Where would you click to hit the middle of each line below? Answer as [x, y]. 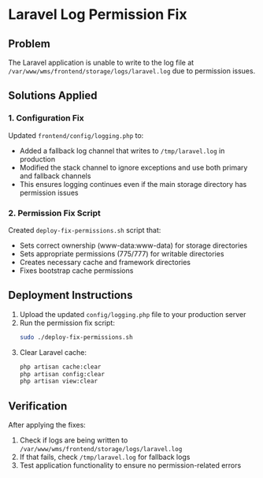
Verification [38, 406]
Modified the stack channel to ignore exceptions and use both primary [133, 167]
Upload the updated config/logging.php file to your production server [133, 314]
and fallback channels [55, 176]
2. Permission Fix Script [54, 213]
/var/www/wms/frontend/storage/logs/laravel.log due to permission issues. [132, 71]
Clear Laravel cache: [53, 352]
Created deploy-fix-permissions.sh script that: [85, 230]
